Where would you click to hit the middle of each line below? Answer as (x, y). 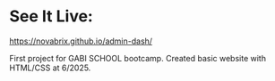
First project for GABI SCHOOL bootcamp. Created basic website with (138, 58)
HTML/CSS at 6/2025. (50, 68)
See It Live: (52, 16)
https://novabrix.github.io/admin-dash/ (81, 41)
